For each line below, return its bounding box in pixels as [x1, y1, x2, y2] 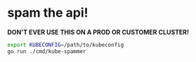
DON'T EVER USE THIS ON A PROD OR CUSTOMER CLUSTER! [7, 28, 190, 36]
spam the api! [7, 5, 89, 21]
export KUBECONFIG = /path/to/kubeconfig [7, 41, 124, 48]
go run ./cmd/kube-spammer [7, 47, 86, 55]
